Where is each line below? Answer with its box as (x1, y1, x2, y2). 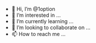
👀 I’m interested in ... (11, 12, 61, 19)
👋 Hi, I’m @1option (11, 6, 55, 12)
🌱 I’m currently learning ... (11, 18, 74, 24)
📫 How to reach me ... (11, 31, 66, 37)
